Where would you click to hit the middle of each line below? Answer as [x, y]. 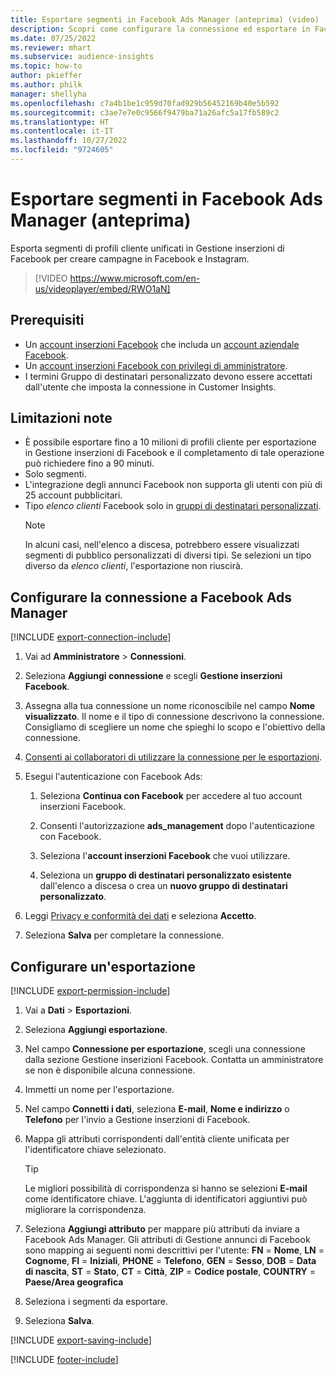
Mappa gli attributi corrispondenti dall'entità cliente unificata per [157, 1139]
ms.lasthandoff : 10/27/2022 [69, 141]
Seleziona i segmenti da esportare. [96, 1302]
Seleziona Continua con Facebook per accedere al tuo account [171, 796]
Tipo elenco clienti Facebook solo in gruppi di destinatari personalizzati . [173, 506]
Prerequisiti [47, 320]
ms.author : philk [46, 85]
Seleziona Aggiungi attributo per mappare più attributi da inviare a [162, 1229]
